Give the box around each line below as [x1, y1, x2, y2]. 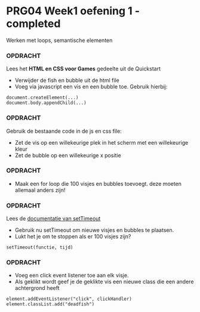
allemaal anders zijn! [14, 186, 66, 194]
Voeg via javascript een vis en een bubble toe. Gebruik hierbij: [14, 83, 168, 90]
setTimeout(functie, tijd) [6, 244, 73, 250]
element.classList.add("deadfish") [6, 301, 95, 307]
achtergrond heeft [14, 285, 60, 292]
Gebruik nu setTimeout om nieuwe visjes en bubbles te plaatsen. [14, 227, 174, 234]
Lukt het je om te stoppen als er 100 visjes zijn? [14, 233, 131, 240]
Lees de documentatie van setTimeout [6, 215, 101, 222]
